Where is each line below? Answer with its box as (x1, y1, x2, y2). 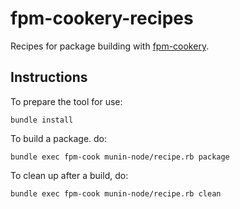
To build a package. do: (10, 132, 108, 144)
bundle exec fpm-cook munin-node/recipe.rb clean (10, 188, 222, 199)
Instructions (10, 69, 88, 86)
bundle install (10, 115, 74, 125)
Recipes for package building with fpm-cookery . (10, 40, 210, 52)
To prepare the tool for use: (10, 95, 123, 107)
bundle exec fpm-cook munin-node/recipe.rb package (10, 152, 230, 162)
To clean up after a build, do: (10, 169, 129, 181)
